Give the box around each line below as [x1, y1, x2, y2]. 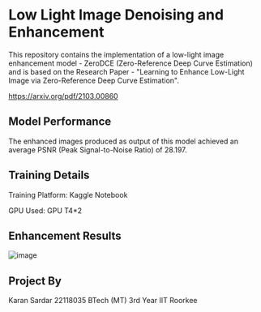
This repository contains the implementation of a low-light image [8, 49, 225, 59]
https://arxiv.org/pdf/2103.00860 [8, 91, 119, 100]
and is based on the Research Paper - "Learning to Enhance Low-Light [8, 66, 245, 76]
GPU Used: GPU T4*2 [8, 205, 83, 216]
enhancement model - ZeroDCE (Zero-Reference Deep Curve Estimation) [8, 58, 254, 68]
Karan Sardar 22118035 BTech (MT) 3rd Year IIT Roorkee [8, 296, 198, 306]
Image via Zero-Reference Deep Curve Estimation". [8, 75, 180, 85]
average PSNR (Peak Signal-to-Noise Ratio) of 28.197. [8, 144, 188, 155]
